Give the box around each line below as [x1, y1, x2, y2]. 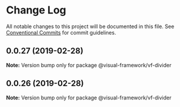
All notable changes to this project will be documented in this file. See [6, 23, 175, 30]
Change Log [6, 4, 66, 17]
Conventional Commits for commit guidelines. [6, 29, 116, 36]
